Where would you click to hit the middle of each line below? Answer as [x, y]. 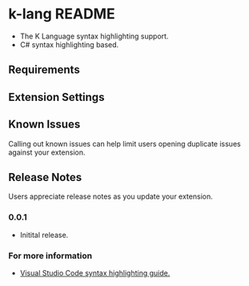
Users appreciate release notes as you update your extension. [111, 196]
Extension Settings [56, 97]
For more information [50, 256]
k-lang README [62, 14]
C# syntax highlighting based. [69, 44]
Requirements [44, 70]
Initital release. [44, 235]
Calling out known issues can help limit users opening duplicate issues [125, 143]
